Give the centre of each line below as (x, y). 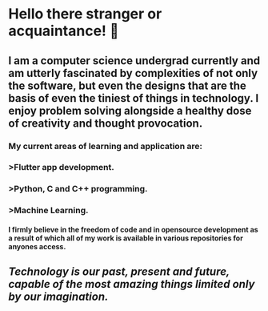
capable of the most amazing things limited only (132, 284)
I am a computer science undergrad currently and (134, 61)
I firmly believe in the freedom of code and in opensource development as (133, 229)
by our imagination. (58, 297)
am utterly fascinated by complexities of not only (133, 73)
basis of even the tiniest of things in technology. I (134, 98)
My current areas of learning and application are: (105, 146)
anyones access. (37, 246)
